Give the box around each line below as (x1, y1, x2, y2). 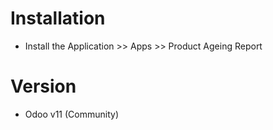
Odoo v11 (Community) (24, 108, 120, 120)
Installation (10, 7, 106, 30)
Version (10, 75, 77, 98)
